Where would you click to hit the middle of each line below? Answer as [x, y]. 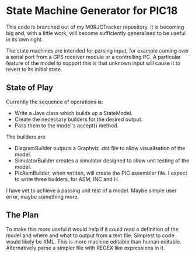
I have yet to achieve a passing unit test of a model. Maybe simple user [91, 190]
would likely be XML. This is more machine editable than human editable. [94, 241]
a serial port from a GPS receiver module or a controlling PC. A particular [93, 57]
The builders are [26, 137]
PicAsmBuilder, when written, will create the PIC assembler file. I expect [101, 173]
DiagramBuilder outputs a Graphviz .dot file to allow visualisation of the [100, 148]
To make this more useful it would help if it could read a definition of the [93, 229]
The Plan [22, 215]
